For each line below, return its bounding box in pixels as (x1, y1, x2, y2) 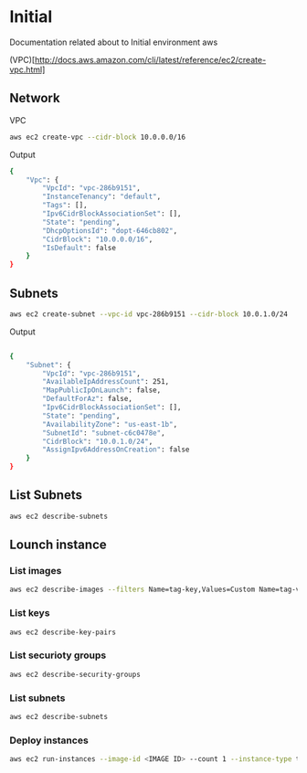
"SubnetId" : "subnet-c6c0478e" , (42, 428, 166, 438)
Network (9, 90, 61, 106)
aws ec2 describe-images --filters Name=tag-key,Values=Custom (9, 585, 256, 595)
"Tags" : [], (42, 201, 89, 210)
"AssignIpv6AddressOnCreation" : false (42, 445, 190, 454)
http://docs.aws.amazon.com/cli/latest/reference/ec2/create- (35, 54, 267, 65)
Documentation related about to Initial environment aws (9, 37, 218, 48)
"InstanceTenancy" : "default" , (42, 192, 162, 202)
